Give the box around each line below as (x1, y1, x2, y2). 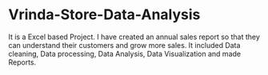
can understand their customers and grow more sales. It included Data (8, 40, 241, 49)
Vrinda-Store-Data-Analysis (8, 6, 201, 24)
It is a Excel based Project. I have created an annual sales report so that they (8, 32, 260, 41)
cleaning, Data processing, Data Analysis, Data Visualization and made (8, 49, 242, 58)
